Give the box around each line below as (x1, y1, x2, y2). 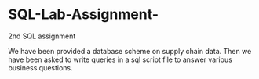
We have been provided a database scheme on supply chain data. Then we (8, 46, 252, 56)
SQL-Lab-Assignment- (8, 5, 159, 23)
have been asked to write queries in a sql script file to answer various (8, 55, 233, 64)
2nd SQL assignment (8, 31, 76, 41)
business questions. (8, 63, 73, 72)
